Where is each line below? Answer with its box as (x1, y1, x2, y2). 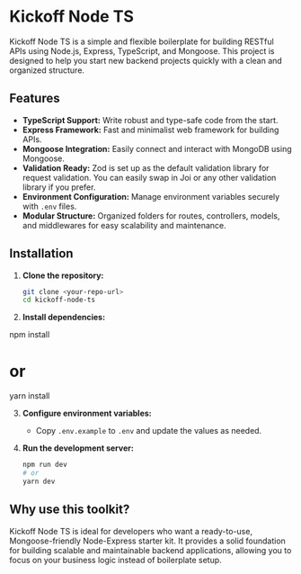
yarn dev (22, 477, 56, 486)
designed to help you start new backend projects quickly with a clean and (9, 55, 283, 66)
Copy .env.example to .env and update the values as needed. (35, 426, 262, 436)
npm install (9, 329, 50, 340)
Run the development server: (22, 443, 135, 453)
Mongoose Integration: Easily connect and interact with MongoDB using (22, 143, 292, 154)
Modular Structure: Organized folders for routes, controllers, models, (22, 210, 280, 221)
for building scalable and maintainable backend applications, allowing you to (9, 544, 292, 555)
